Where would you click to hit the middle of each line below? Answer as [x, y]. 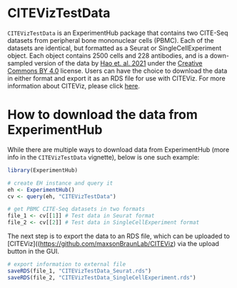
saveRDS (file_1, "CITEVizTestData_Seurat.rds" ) [80, 271]
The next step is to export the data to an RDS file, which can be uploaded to [119, 236]
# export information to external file [67, 264]
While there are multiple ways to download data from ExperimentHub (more [118, 149]
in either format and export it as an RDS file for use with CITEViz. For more [117, 78]
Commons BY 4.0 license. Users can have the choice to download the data [117, 71]
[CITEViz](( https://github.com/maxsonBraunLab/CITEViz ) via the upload [114, 243]
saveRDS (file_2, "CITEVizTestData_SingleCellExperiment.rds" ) [102, 277]
